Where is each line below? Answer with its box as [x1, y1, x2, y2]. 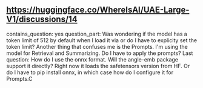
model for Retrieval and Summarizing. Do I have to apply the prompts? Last [6, 49, 193, 57]
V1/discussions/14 [6, 14, 78, 25]
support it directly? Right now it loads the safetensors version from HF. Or [6, 62, 190, 69]
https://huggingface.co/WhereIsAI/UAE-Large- [6, 5, 190, 15]
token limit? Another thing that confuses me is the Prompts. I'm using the [6, 43, 188, 50]
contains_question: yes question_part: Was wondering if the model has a [6, 30, 188, 37]
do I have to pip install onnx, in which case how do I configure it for [6, 69, 174, 76]
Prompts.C [6, 75, 33, 82]
